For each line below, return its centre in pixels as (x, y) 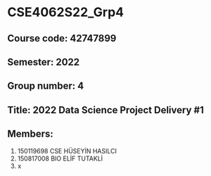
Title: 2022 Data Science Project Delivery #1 (105, 110)
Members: (31, 134)
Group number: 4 (46, 86)
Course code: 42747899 (62, 38)
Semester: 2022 (44, 62)
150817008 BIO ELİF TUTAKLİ (60, 158)
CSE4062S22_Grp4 (66, 12)
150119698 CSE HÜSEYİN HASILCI (67, 151)
